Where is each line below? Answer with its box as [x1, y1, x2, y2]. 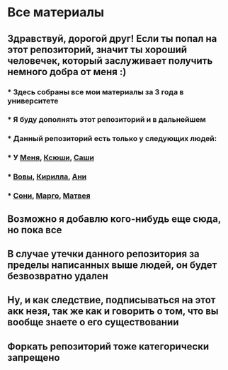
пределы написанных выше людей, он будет [7, 259, 217, 271]
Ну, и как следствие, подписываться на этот [7, 294, 216, 306]
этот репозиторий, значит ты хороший [7, 43, 188, 55]
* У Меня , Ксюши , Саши [7, 153, 94, 163]
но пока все [7, 224, 62, 236]
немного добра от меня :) [7, 65, 127, 78]
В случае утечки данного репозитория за [7, 247, 200, 259]
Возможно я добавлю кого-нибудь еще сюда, [7, 213, 222, 225]
